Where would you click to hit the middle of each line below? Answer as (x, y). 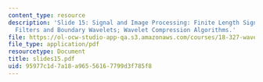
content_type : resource (47, 15)
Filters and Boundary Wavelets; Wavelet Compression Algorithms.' (126, 30)
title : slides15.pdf (42, 59)
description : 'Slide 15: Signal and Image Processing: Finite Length (124, 23)
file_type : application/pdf (54, 45)
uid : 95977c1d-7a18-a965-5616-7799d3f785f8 (80, 66)
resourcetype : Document (47, 52)
